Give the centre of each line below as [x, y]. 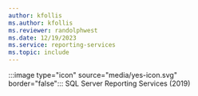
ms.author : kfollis [41, 23]
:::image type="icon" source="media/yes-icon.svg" [93, 75]
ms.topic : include [39, 52]
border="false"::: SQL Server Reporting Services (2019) [99, 83]
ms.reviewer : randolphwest [53, 30]
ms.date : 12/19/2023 [43, 38]
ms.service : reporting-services [62, 45]
